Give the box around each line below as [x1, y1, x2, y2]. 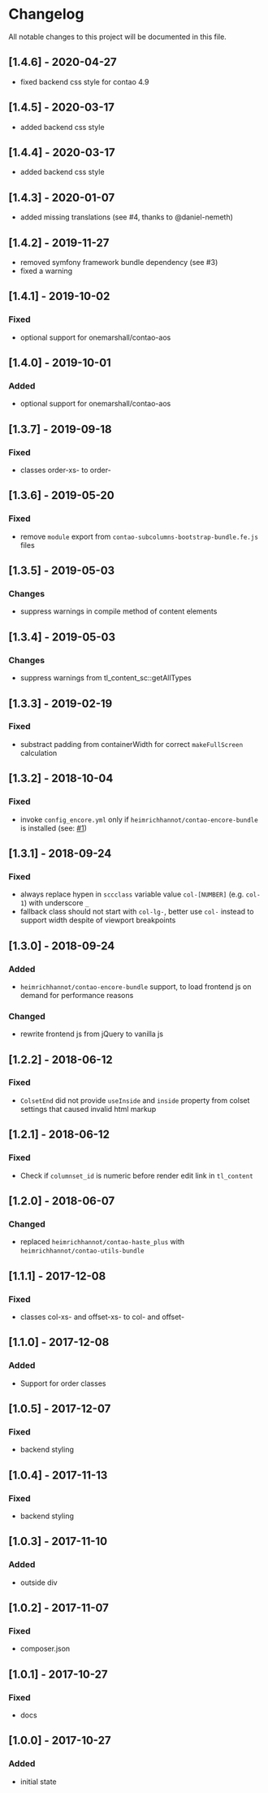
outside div [19, 1578, 58, 1587]
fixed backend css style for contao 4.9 [19, 76, 149, 86]
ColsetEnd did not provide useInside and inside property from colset [19, 1095, 250, 1105]
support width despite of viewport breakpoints [19, 915, 176, 925]
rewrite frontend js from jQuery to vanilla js [19, 1029, 164, 1039]
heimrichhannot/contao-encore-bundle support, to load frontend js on [19, 981, 252, 992]
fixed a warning [19, 266, 73, 276]
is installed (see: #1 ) [19, 823, 87, 833]
